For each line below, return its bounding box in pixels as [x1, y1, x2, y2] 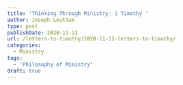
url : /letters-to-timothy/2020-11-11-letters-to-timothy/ [7, 36, 176, 42]
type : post [7, 23, 38, 29]
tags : [7, 55, 23, 62]
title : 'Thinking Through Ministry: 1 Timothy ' [7, 10, 149, 17]
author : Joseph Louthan [7, 16, 75, 23]
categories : [7, 42, 41, 49]
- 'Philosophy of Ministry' [13, 61, 94, 68]
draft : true [7, 67, 41, 74]
